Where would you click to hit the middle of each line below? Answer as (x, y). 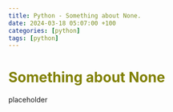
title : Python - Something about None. (75, 16)
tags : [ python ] (34, 38)
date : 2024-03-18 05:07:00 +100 (62, 23)
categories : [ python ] (44, 30)
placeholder (28, 100)
